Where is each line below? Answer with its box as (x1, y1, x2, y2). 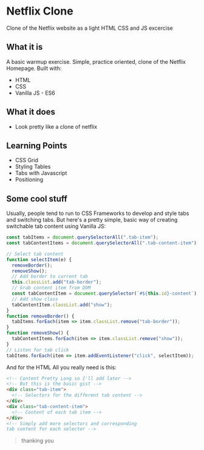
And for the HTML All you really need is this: (6, 363, 117, 371)
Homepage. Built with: (6, 64, 62, 72)
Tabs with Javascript (15, 169, 67, 177)
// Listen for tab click (6, 347, 69, 353)
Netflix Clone (6, 4, 74, 18)
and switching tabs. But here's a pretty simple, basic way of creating (6, 216, 178, 223)
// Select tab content (6, 251, 64, 257)
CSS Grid (15, 157, 38, 164)
